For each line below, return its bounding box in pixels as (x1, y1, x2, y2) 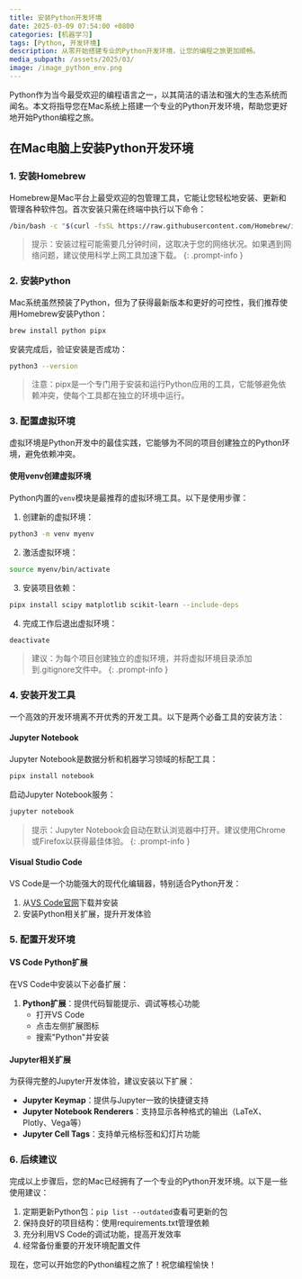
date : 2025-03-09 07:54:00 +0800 (9, 22, 135, 31)
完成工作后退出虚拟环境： (22, 618, 118, 629)
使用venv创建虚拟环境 (9, 470, 92, 482)
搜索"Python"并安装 (35, 1032, 110, 1043)
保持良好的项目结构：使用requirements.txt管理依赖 (22, 1217, 210, 1228)
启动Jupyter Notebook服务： (9, 789, 117, 800)
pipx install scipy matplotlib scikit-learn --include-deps (9, 600, 240, 609)
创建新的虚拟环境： (22, 511, 94, 522)
